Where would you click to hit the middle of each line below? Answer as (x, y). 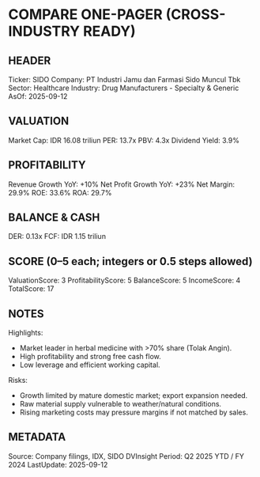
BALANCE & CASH (54, 218)
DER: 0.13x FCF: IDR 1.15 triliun (57, 237)
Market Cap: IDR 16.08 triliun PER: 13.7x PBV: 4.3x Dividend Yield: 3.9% (124, 140)
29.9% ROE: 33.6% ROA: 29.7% (60, 192)
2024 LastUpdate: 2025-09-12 (58, 464)
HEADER (30, 61)
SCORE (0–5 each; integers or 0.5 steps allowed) (130, 261)
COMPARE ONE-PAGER (86, 15)
